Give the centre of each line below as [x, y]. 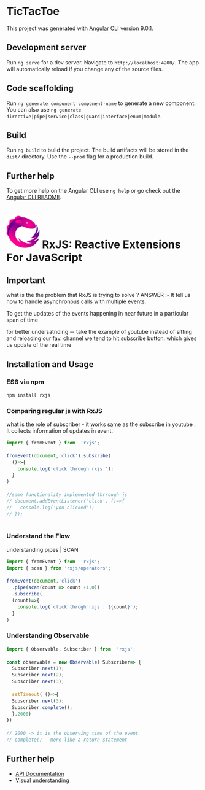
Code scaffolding [40, 88]
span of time [22, 320]
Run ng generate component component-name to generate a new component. [101, 103]
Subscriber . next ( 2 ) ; [38, 675]
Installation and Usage [50, 364]
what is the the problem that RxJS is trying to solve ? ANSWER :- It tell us [99, 295]
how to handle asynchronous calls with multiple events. [76, 301]
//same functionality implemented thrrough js [67, 495]
